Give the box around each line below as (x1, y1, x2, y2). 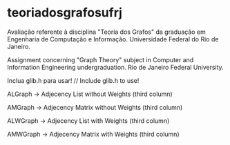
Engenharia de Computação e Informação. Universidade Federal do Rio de (7, 35, 219, 43)
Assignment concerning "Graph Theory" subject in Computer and (7, 55, 194, 64)
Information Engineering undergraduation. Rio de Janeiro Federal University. (7, 63, 224, 71)
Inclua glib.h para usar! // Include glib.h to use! (7, 76, 140, 84)
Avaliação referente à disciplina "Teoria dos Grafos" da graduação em (7, 28, 206, 36)
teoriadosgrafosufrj (7, 5, 123, 21)
